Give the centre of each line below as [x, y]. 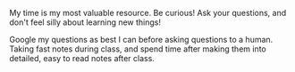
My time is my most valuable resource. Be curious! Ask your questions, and [148, 13]
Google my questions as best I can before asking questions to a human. [141, 40]
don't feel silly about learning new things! [85, 22]
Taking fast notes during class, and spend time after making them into [138, 49]
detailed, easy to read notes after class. [82, 58]
